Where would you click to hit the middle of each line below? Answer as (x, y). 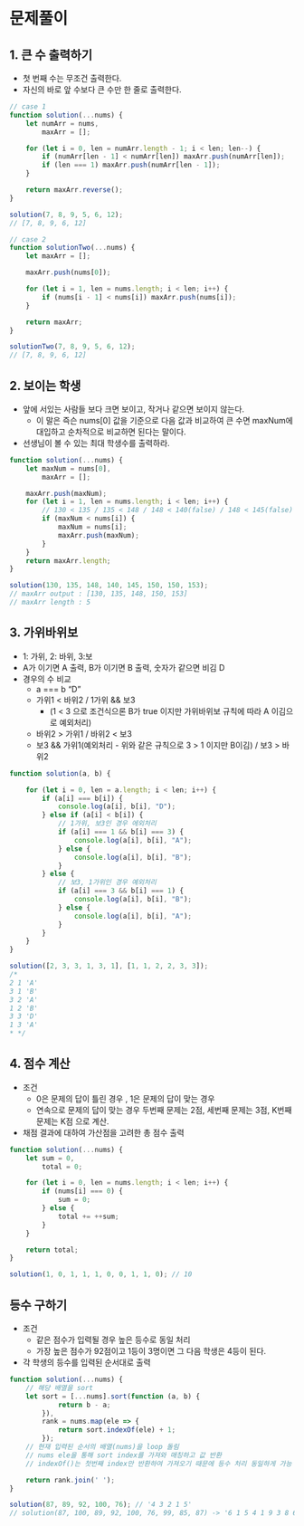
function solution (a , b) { (60, 773)
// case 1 (28, 107)
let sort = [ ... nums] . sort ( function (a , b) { (113, 1396)
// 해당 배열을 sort (59, 1388)
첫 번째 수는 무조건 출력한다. (72, 78)
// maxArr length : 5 (50, 603)
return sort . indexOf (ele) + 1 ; (117, 1430)
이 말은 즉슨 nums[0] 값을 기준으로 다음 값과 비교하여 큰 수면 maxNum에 (165, 420)
